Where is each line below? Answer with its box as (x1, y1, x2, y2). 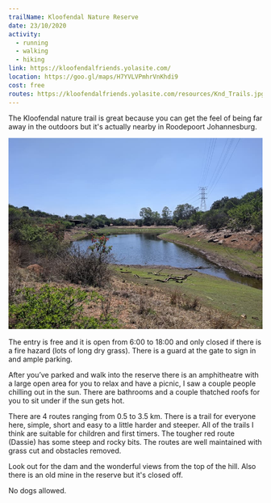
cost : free (8, 81, 45, 89)
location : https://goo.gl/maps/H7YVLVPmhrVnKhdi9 (8, 73, 179, 81)
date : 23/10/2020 (8, 21, 67, 30)
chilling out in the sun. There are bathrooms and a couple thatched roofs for (8, 387, 261, 396)
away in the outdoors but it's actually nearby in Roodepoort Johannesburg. (8, 121, 257, 131)
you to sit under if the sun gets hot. (8, 395, 125, 405)
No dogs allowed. (8, 485, 67, 495)
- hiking (15, 56, 45, 64)
